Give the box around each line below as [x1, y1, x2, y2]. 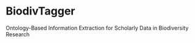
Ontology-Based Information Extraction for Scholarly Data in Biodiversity [6, 24, 189, 31]
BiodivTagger [6, 4, 75, 18]
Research [6, 30, 30, 38]
